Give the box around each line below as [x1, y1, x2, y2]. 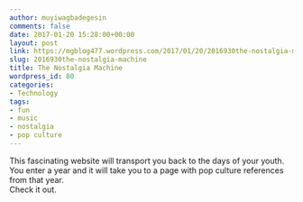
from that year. [9, 174, 65, 185]
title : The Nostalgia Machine [9, 64, 124, 73]
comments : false [9, 22, 70, 31]
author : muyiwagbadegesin [9, 13, 106, 23]
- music [9, 114, 39, 123]
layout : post [9, 38, 59, 48]
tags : [9, 96, 30, 106]
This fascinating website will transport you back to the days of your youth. [9, 155, 285, 166]
